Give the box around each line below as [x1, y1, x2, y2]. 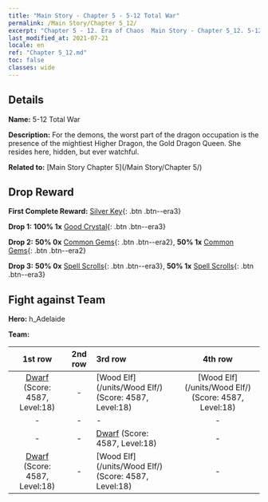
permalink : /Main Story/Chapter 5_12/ [8, 19, 137, 27]
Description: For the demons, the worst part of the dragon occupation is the [8, 129, 259, 140]
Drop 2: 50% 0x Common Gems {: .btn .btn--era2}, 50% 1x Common [8, 237, 234, 247]
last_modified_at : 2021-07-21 [8, 34, 109, 42]
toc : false [8, 57, 45, 65]
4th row [203, 354, 233, 365]
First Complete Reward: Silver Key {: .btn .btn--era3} [8, 207, 182, 216]
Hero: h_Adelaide [8, 314, 65, 324]
